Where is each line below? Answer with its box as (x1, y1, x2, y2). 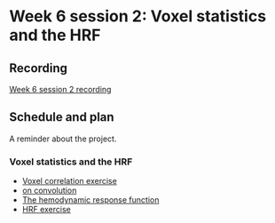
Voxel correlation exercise (21, 176, 117, 187)
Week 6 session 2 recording (9, 84, 112, 94)
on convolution (21, 185, 77, 196)
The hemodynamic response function (21, 195, 160, 205)
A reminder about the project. (9, 133, 117, 144)
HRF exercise (21, 204, 71, 215)
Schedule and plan (9, 109, 114, 125)
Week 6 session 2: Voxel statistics (9, 6, 267, 27)
